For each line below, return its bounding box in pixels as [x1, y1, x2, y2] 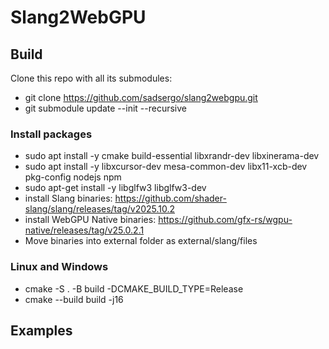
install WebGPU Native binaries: [24, 214, 157, 226]
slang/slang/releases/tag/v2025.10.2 [24, 203, 176, 215]
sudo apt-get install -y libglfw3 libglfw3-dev [24, 182, 207, 194]
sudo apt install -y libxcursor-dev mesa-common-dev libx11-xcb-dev [24, 161, 308, 173]
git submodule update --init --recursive [24, 102, 187, 114]
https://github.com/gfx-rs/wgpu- [158, 214, 293, 226]
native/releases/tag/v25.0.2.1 [24, 224, 145, 236]
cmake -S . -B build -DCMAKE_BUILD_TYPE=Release [24, 282, 244, 295]
